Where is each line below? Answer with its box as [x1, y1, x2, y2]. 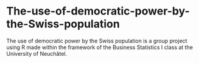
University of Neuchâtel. [6, 50, 68, 57]
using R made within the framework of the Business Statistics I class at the [6, 44, 194, 51]
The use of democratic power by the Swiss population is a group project [6, 37, 187, 44]
